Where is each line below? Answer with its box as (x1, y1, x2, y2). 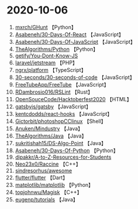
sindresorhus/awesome (15, 167, 73, 174)
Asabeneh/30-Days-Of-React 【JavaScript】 (15, 30, 125, 38)
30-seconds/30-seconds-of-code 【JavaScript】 (15, 74, 135, 81)
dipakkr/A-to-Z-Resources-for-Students (15, 153, 112, 160)
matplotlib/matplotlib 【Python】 (15, 181, 94, 188)
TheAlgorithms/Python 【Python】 (15, 45, 99, 53)
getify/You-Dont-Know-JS (15, 52, 78, 59)
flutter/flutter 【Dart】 (15, 174, 68, 181)
